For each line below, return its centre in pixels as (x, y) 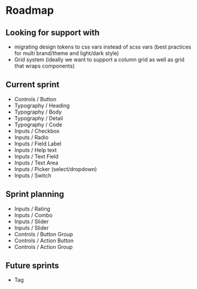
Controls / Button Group (44, 234)
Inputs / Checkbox (37, 131)
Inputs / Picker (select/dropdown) (56, 169)
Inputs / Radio (31, 137)
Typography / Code (38, 124)
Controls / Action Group (43, 247)
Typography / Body (38, 112)
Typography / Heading (42, 105)
